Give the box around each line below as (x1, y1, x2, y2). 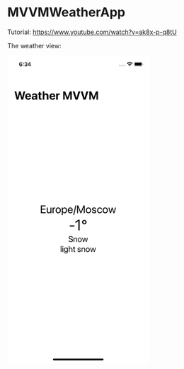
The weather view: (7, 41, 62, 50)
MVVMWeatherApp (7, 4, 126, 21)
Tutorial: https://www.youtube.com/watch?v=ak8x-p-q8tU (7, 28, 177, 36)
